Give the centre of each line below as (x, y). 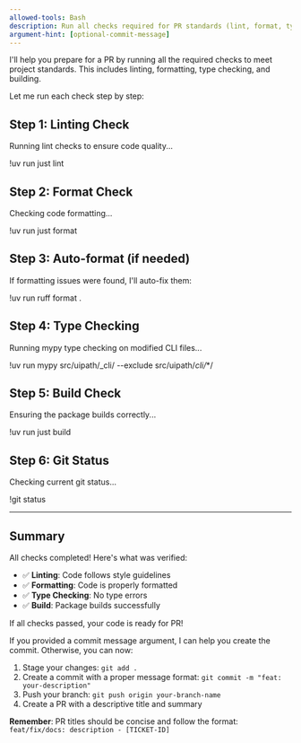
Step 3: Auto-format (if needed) (100, 259)
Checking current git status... (63, 482)
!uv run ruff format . (46, 298)
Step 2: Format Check (71, 192)
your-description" (56, 686)
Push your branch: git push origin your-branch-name (121, 695)
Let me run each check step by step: (77, 96)
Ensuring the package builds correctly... (83, 415)
